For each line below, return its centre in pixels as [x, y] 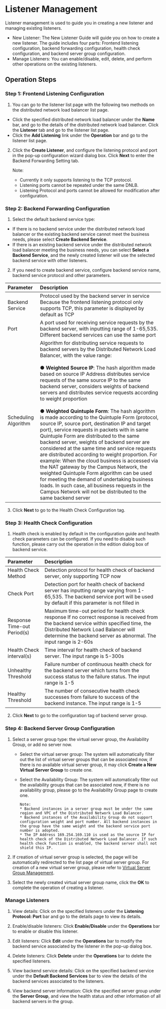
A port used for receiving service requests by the [97, 322]
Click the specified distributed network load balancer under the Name [83, 119]
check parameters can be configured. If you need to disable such [79, 539]
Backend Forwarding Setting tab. [46, 161]
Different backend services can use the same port [98, 335]
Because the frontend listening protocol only [91, 302]
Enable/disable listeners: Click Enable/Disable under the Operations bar [86, 926]
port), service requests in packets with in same [94, 430]
